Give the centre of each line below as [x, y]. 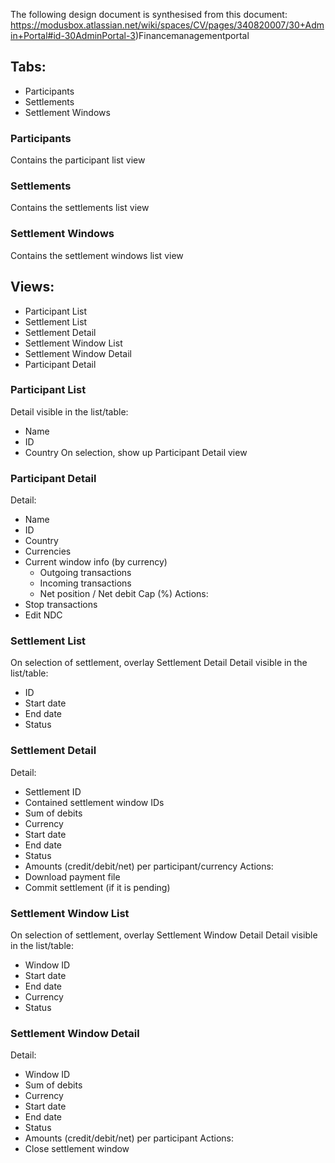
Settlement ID [53, 791]
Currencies [48, 551]
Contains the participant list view [78, 160]
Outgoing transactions [85, 573]
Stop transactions [61, 605]
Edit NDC [43, 615]
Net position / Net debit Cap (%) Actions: [124, 594]
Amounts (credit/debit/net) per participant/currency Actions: [149, 866]
